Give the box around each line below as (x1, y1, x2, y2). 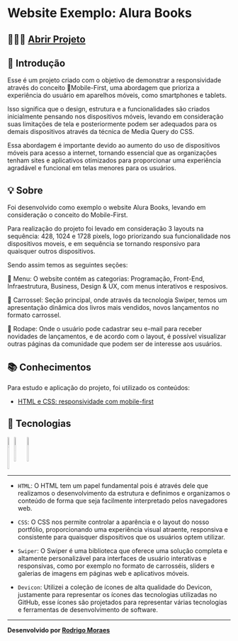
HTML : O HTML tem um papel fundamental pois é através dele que (17, 481, 209, 490)
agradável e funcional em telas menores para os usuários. (7, 164, 176, 172)
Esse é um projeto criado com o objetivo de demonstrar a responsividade (7, 76, 222, 84)
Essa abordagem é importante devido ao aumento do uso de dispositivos (7, 141, 221, 150)
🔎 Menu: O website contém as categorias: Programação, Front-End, (7, 274, 205, 283)
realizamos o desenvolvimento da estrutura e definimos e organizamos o (17, 489, 230, 497)
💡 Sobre (7, 184, 44, 196)
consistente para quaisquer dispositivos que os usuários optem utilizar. (17, 533, 225, 541)
